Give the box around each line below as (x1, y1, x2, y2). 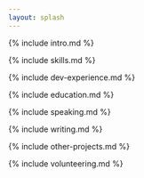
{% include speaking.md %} (8, 106, 112, 117)
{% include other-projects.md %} (8, 141, 131, 151)
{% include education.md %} (8, 89, 115, 100)
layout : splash (8, 12, 65, 22)
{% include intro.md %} (8, 37, 94, 48)
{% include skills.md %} (8, 54, 96, 65)
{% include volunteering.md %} (8, 158, 124, 169)
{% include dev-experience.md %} (8, 72, 136, 83)
